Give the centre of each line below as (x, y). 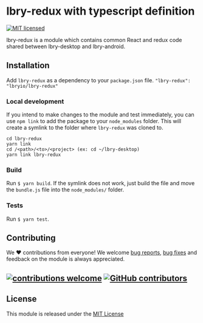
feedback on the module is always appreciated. (66, 259)
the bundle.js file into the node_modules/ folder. (65, 190)
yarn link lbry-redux (34, 155)
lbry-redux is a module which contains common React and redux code (94, 40)
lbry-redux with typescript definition (101, 11)
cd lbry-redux (24, 139)
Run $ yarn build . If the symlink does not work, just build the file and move (101, 183)
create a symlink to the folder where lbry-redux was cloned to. (85, 128)
